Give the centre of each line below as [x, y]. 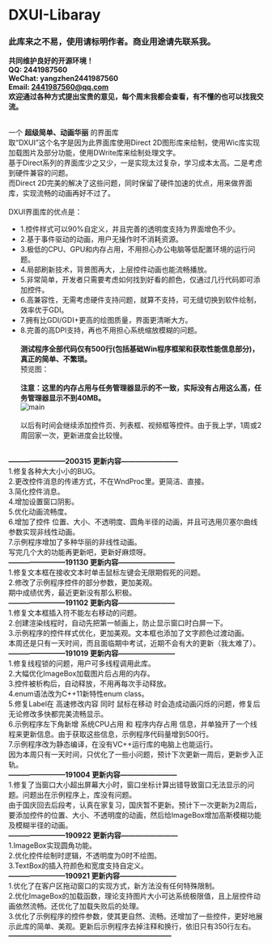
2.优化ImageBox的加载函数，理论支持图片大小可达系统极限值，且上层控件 [131, 896]
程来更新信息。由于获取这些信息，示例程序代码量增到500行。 [110, 735]
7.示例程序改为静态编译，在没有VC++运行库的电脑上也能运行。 [113, 744]
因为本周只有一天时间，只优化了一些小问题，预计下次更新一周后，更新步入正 [136, 755]
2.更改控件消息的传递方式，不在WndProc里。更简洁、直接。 [108, 481]
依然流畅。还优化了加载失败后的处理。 [79, 906]
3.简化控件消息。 [36, 492]
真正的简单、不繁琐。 [55, 359]
